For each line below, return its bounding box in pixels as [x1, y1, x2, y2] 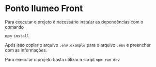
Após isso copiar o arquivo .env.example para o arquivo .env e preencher [5, 42, 151, 48]
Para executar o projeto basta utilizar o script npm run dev [5, 56, 120, 62]
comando [5, 24, 24, 30]
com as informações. [5, 47, 47, 53]
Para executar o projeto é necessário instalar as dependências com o [5, 19, 143, 25]
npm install [5, 33, 29, 38]
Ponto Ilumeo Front [5, 3, 83, 14]
